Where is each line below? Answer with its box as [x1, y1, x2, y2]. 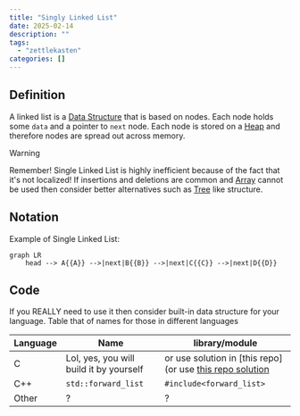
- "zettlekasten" [17, 46, 82, 55]
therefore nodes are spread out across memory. [9, 130, 186, 141]
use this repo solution [179, 363, 270, 376]
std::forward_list [65, 379, 145, 389]
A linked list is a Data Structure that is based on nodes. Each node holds [9, 111, 274, 121]
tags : [9, 37, 29, 47]
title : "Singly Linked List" [9, 12, 118, 22]
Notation [9, 210, 60, 225]
